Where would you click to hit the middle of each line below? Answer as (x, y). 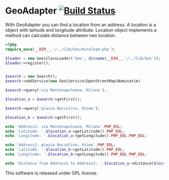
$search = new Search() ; (31, 76)
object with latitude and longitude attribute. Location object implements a (81, 30)
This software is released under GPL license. (52, 173)
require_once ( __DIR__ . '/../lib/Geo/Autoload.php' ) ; (60, 49)
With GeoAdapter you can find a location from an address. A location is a (81, 25)
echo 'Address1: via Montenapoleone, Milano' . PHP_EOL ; (64, 126)
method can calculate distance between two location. (61, 35)
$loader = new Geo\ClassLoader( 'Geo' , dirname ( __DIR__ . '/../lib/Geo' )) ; (83, 58)
